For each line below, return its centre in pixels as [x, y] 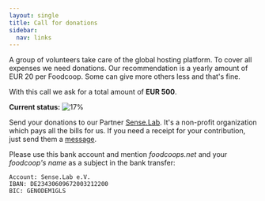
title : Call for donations [53, 23]
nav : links [34, 37]
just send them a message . [53, 140]
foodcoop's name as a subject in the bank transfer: [92, 163]
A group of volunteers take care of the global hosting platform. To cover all [131, 60]
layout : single [34, 15]
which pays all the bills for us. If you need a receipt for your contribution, [127, 131]
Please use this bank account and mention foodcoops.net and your [118, 154]
